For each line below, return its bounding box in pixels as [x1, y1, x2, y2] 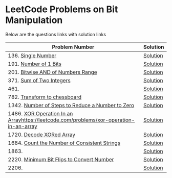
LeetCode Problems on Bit [5, 4, 118, 15]
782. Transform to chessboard [8, 93, 82, 100]
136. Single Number [8, 52, 57, 59]
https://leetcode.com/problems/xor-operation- [21, 116, 135, 123]
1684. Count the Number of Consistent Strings [8, 139, 121, 146]
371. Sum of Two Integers [8, 77, 71, 84]
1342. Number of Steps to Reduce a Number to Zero [8, 101, 135, 109]
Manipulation [5, 14, 63, 26]
